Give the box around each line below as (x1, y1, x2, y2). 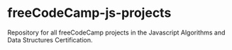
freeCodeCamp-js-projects (7, 5, 172, 21)
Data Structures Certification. (7, 35, 93, 44)
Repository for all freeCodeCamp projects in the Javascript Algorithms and (7, 28, 226, 37)
